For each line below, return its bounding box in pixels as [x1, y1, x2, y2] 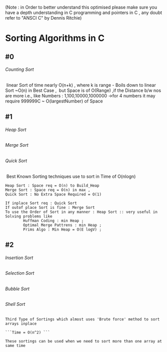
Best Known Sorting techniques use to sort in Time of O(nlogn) [6, 173, 136, 179]
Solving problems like [5, 213, 52, 219]
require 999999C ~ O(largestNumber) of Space [5, 98, 103, 104]
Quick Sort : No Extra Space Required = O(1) [5, 192, 101, 197]
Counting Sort [5, 66, 34, 72]
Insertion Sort [5, 255, 33, 261]
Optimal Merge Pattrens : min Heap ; [23, 222, 101, 227]
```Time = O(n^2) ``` [5, 330, 50, 335]
